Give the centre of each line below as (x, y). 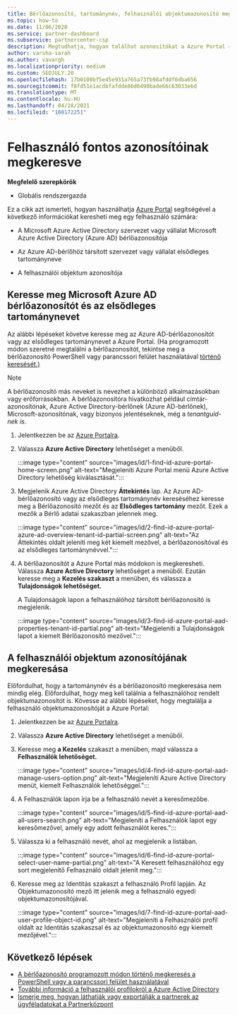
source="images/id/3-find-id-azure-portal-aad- (159, 620)
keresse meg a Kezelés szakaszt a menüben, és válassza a (104, 578)
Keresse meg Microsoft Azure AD (82, 295)
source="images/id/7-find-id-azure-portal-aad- (159, 913)
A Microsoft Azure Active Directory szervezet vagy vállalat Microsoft (117, 230)
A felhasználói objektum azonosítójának (97, 657)
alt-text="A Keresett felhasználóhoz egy (166, 863)
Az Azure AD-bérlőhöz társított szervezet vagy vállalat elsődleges (113, 251)
